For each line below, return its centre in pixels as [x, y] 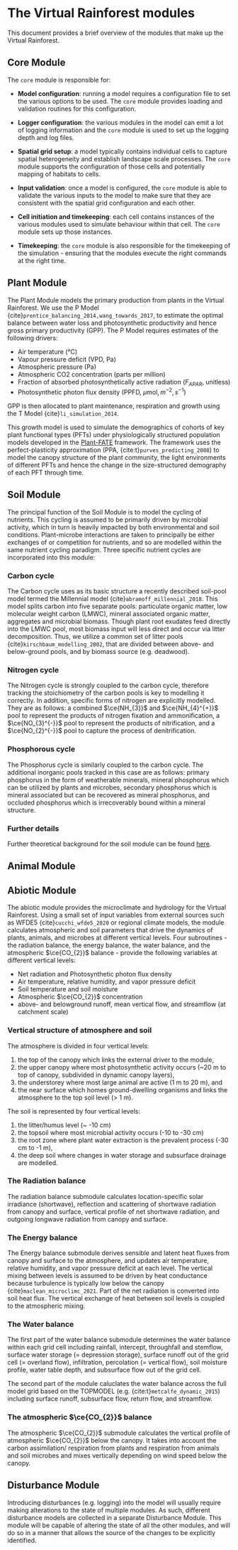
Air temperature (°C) [47, 351]
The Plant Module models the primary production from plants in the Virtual [116, 300]
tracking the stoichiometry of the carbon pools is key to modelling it [106, 693]
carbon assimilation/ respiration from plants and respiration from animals [113, 1448]
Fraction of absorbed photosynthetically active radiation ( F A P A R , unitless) [124, 383]
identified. [22, 1540]
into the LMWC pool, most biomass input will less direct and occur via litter [116, 629]
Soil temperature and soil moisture [68, 989]
